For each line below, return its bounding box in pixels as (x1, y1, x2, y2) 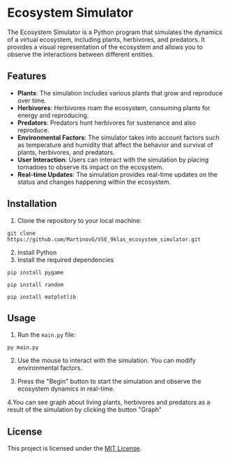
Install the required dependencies (17, 256, 114, 264)
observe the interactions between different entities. (7, 50, 155, 59)
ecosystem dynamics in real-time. (17, 384, 115, 393)
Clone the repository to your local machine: (17, 216, 141, 224)
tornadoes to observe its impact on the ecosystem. (17, 162, 164, 171)
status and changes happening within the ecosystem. (17, 178, 171, 186)
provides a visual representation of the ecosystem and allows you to (7, 42, 204, 51)
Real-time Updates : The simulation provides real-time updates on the (17, 170, 218, 178)
